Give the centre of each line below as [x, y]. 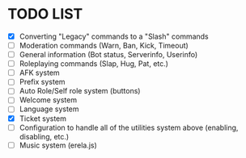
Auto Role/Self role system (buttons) [80, 91]
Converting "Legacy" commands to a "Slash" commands [114, 36]
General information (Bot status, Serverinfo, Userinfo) [108, 55]
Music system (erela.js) [58, 145]
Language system [49, 109]
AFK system [39, 73]
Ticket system [42, 118]
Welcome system [48, 100]
